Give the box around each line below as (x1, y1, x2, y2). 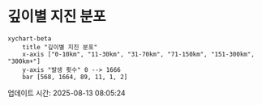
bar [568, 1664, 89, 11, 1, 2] (22, 73, 128, 81)
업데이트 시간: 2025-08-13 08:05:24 (7, 88, 127, 98)
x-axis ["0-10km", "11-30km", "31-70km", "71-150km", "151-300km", (22, 50, 255, 58)
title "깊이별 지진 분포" (22, 43, 98, 51)
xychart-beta (7, 34, 52, 43)
